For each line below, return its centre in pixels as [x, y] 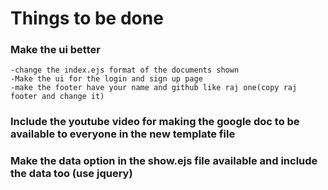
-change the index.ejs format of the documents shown [125, 70]
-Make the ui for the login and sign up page [106, 79]
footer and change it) [57, 97]
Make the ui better [55, 50]
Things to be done [87, 18]
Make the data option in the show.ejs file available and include [164, 161]
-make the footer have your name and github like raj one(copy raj [154, 88]
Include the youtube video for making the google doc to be [155, 122]
